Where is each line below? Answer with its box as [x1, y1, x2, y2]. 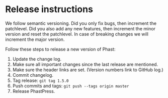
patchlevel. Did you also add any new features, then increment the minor [5, 25, 156, 31]
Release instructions [5, 4, 93, 15]
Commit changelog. [12, 72, 54, 78]
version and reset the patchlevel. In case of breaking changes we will [5, 31, 148, 37]
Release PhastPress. [12, 88, 55, 94]
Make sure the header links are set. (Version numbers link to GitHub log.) [12, 67, 163, 73]
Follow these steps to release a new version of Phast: [5, 46, 116, 52]
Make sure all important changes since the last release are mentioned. [12, 61, 158, 67]
